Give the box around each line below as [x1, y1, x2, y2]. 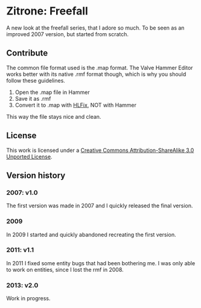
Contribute [6, 48, 48, 58]
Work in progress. [6, 295, 51, 302]
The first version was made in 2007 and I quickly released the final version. [6, 202, 193, 209]
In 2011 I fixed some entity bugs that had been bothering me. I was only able [6, 259, 196, 266]
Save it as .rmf [14, 95, 51, 102]
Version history [6, 170, 66, 180]
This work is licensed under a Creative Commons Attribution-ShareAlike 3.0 [6, 146, 194, 154]
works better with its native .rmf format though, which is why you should [6, 71, 187, 78]
